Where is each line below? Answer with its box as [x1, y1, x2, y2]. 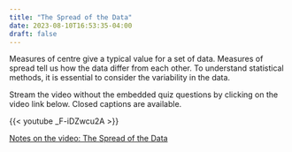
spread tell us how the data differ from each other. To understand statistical [9, 63, 285, 73]
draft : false [9, 29, 58, 38]
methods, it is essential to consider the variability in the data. [9, 72, 231, 83]
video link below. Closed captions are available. [9, 99, 182, 110]
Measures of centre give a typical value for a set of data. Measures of [9, 54, 264, 65]
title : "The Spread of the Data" [9, 12, 133, 22]
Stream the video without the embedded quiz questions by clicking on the [9, 89, 279, 100]
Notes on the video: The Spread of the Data [9, 133, 168, 144]
